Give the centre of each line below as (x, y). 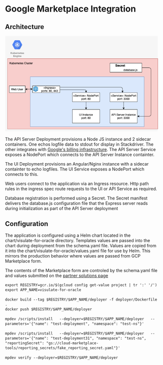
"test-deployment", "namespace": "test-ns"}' (98, 324)
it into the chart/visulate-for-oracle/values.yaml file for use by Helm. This (78, 251)
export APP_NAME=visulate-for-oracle (43, 290)
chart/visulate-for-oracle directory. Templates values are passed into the (78, 241)
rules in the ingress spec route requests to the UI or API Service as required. (81, 189)
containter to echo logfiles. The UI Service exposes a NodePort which (75, 169)
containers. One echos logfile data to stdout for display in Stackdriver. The (79, 144)
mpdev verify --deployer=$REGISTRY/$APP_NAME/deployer (62, 358)
